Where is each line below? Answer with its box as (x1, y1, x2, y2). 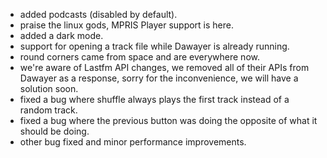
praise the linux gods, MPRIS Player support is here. (19, 19, 234, 31)
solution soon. (19, 83, 79, 94)
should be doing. (19, 125, 90, 137)
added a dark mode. (19, 30, 104, 41)
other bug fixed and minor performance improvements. (19, 136, 247, 148)
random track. (19, 104, 78, 116)
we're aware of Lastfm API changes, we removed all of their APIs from (19, 62, 310, 73)
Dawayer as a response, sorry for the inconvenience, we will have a (19, 72, 299, 84)
